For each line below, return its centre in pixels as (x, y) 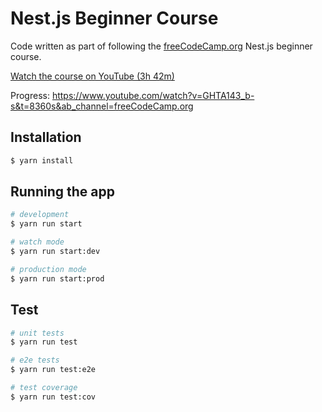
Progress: (30, 95)
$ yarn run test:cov (53, 397)
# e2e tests (35, 360)
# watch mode (37, 242)
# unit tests (37, 333)
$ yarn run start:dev (55, 252)
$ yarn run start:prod (57, 278)
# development (40, 215)
